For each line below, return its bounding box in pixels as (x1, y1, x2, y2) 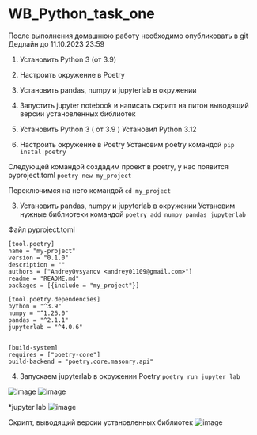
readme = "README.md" (8, 274, 80, 282)
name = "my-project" (8, 247, 77, 255)
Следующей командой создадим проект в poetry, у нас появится (8, 161, 229, 171)
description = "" (8, 260, 66, 269)
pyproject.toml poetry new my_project (8, 170, 132, 180)
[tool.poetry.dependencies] (8, 295, 101, 303)
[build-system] (8, 343, 59, 352)
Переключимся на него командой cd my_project (8, 185, 172, 195)
